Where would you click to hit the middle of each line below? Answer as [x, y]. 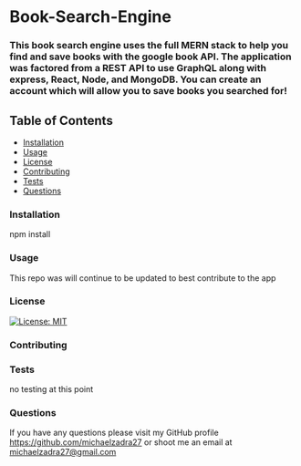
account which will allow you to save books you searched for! [148, 91]
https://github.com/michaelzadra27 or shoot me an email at [121, 442]
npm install [30, 234]
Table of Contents [62, 120]
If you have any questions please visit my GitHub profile [114, 433]
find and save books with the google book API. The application [150, 57]
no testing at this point [52, 389]
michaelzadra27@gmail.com [63, 452]
